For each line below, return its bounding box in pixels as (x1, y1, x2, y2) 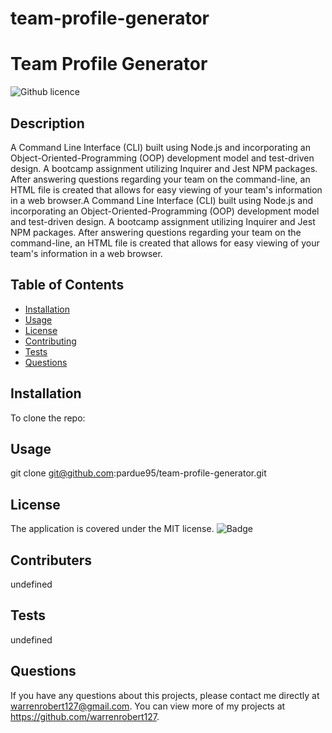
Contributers (10, 552, 93, 569)
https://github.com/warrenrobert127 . (10, 710, 160, 722)
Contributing (24, 335, 77, 347)
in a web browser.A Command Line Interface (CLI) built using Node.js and (10, 194, 313, 206)
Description (10, 115, 85, 132)
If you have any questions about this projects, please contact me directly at (10, 689, 320, 701)
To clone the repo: (10, 412, 86, 424)
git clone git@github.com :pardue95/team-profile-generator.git (10, 467, 267, 479)
